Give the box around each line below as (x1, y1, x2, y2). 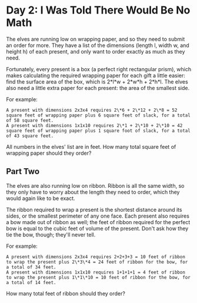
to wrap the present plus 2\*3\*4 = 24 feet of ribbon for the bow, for (6, 259, 188, 265)
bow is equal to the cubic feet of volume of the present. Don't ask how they (6, 225, 189, 232)
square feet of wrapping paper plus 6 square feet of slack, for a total (6, 112, 191, 118)
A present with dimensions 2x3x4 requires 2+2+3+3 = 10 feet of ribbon (6, 254, 185, 259)
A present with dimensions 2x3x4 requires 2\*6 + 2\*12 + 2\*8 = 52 (6, 107, 178, 113)
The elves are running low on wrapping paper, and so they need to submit (6, 35, 185, 42)
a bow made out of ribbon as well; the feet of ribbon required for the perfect (6, 218, 191, 225)
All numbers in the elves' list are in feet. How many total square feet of (6, 143, 176, 150)
